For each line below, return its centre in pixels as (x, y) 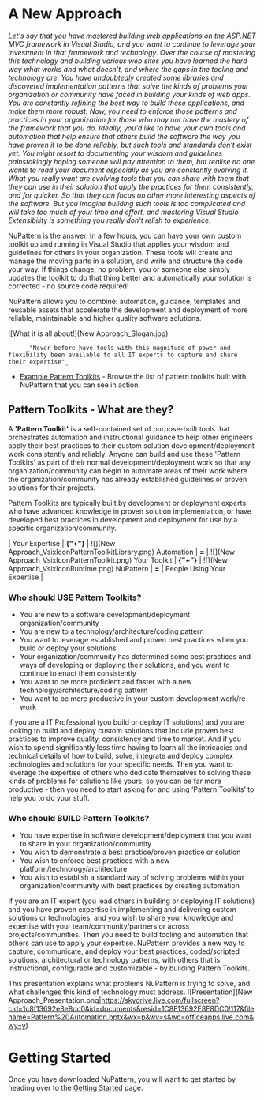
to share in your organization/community (86, 844)
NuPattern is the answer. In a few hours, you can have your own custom (125, 235)
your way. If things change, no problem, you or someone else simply (119, 269)
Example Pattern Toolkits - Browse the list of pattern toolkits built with (133, 376)
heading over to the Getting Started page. (76, 1088)
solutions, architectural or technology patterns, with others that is (114, 960)
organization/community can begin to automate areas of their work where (128, 470)
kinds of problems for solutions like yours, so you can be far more (115, 781)
